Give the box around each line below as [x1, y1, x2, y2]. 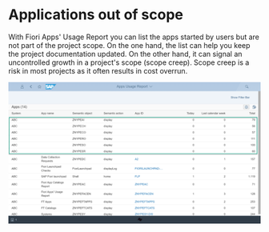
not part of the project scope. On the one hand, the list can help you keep [8, 40, 251, 50]
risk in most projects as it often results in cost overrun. [8, 66, 188, 75]
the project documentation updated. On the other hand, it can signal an [8, 49, 243, 58]
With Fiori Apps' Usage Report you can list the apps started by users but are [8, 32, 260, 42]
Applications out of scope [8, 6, 184, 24]
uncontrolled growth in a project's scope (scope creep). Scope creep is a [8, 58, 250, 67]
